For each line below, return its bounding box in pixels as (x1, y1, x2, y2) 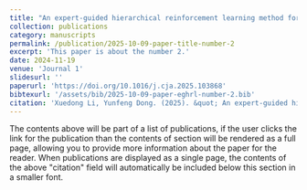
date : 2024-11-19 (9, 56, 76, 65)
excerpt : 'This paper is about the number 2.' (9, 47, 190, 57)
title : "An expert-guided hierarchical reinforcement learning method (9, 13, 284, 23)
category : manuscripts (9, 30, 96, 39)
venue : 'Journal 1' (9, 65, 84, 74)
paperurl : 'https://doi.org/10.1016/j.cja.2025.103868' (9, 81, 227, 90)
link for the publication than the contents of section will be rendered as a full (9, 133, 296, 144)
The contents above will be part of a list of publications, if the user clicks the (9, 123, 297, 134)
